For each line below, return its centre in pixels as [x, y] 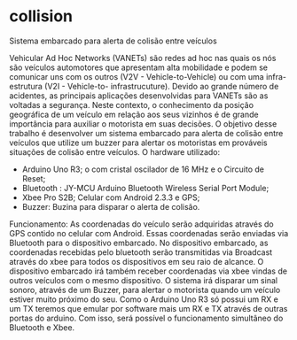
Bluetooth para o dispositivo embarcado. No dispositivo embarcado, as [139, 243]
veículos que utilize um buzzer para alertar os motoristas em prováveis [138, 143]
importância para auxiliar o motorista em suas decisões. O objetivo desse [143, 124]
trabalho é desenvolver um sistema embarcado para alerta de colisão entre [146, 133]
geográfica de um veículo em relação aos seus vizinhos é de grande [134, 114]
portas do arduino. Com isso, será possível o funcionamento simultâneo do [146, 318]
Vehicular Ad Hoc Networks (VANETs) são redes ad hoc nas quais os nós [143, 58]
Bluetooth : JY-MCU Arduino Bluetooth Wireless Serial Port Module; [145, 188]
